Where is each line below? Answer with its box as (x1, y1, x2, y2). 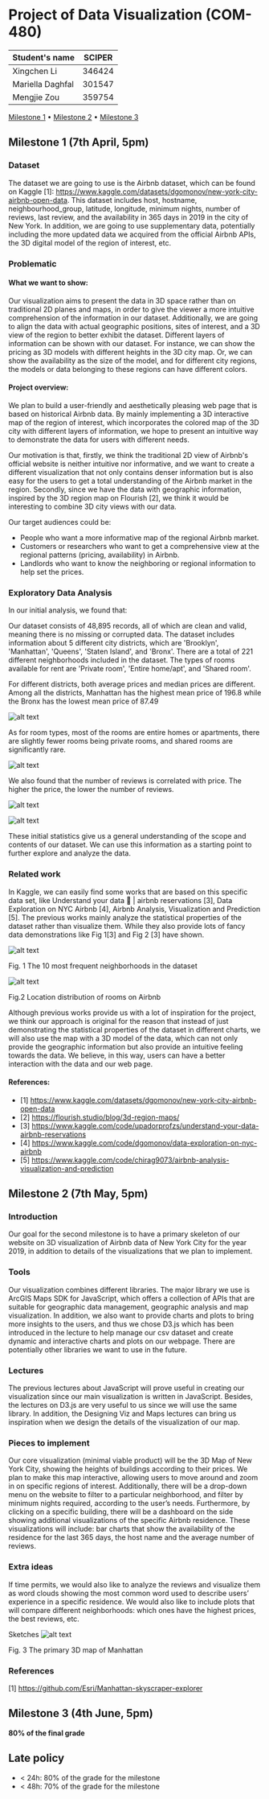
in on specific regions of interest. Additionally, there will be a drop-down (8, 1481, 247, 1491)
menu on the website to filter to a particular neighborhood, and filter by (8, 1490, 243, 1500)
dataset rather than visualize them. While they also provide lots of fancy (8, 921, 246, 930)
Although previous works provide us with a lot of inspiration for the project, (8, 1008, 257, 1017)
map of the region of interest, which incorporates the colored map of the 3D (8, 417, 259, 427)
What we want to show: (8, 278, 88, 287)
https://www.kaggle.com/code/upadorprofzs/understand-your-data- (31, 1120, 259, 1130)
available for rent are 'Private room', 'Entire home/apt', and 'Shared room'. (8, 664, 251, 674)
